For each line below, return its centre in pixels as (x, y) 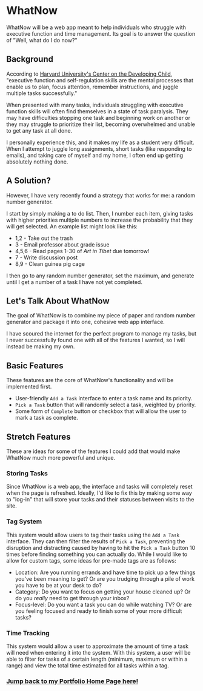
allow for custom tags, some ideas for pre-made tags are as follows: (92, 560)
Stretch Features (38, 437)
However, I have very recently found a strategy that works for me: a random (101, 195)
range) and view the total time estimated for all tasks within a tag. (88, 665)
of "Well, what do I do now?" (42, 40)
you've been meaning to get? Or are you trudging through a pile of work (105, 578)
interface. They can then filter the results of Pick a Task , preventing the (96, 541)
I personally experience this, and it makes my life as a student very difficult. (100, 142)
